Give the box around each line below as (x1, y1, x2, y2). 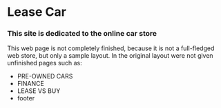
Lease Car (7, 4, 67, 20)
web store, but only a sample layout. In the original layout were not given (7, 52, 213, 60)
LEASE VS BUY (17, 87, 61, 95)
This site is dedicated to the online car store (7, 29, 157, 39)
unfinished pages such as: (7, 59, 82, 67)
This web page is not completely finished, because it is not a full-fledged (7, 44, 215, 52)
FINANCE (17, 80, 45, 88)
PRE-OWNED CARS (17, 72, 73, 80)
